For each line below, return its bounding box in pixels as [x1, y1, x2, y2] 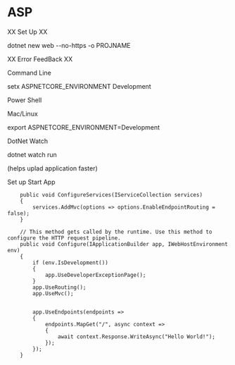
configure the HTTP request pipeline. [7, 234, 121, 242]
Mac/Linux [7, 109, 39, 118]
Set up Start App [7, 178, 56, 186]
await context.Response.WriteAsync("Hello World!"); [57, 333, 216, 340]
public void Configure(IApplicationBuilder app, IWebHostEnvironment [20, 240, 229, 247]
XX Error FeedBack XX [7, 54, 72, 63]
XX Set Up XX [7, 27, 48, 36]
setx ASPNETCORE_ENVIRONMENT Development [7, 82, 151, 90]
